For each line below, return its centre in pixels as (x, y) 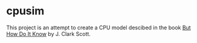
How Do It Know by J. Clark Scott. (48, 33)
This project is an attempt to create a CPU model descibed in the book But (99, 27)
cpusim (25, 11)
